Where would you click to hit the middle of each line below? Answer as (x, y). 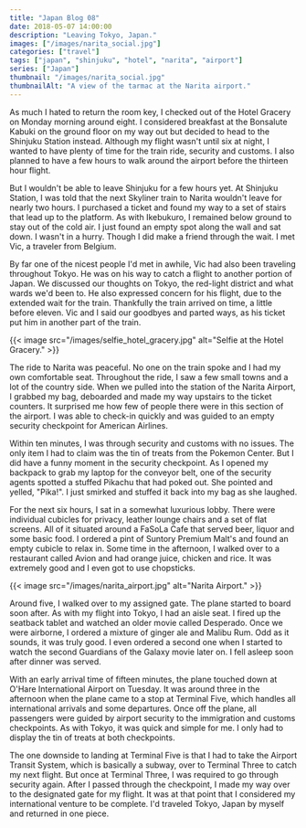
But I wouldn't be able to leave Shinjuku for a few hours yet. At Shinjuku (144, 187)
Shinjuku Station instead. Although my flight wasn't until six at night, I (139, 141)
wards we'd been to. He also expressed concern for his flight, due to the (146, 292)
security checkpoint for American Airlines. (89, 425)
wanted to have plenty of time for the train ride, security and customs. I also (152, 151)
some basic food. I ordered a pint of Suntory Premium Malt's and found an (149, 538)
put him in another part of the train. (75, 322)
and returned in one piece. (59, 813)
